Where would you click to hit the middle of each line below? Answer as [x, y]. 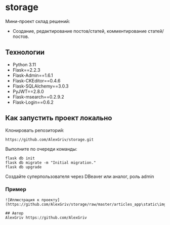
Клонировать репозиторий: [35, 130]
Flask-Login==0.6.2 [33, 102]
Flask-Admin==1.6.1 [33, 75]
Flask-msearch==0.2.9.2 [38, 97]
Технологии [25, 52]
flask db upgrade [24, 167]
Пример [16, 190]
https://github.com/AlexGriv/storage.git [50, 140]
